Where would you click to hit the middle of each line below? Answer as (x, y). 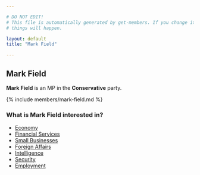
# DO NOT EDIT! (25, 17)
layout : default (26, 39)
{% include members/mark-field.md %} (54, 99)
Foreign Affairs (33, 147)
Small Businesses (36, 140)
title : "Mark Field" (32, 44)
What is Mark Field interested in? (55, 115)
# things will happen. (34, 28)
